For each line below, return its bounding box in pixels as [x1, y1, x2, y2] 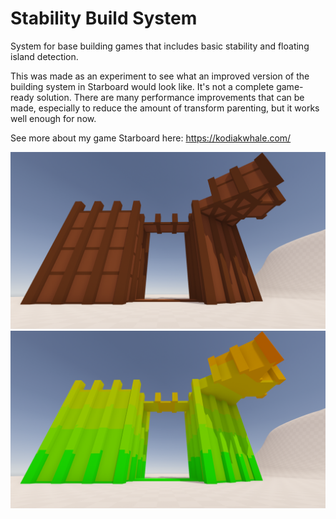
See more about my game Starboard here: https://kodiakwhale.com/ [10, 132, 292, 144]
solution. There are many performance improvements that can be [36, 91, 305, 103]
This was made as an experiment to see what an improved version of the [10, 70, 310, 82]
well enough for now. [10, 112, 97, 124]
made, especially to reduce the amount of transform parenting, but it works [10, 102, 320, 114]
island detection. [10, 50, 79, 62]
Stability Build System [10, 7, 198, 30]
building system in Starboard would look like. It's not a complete [10, 80, 275, 92]
